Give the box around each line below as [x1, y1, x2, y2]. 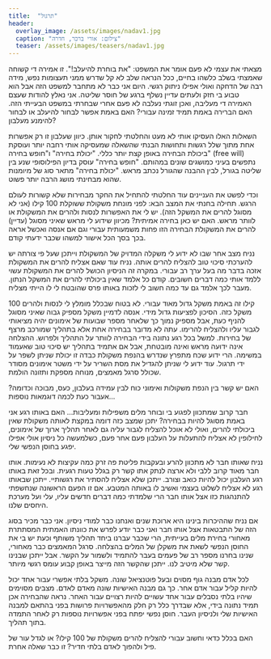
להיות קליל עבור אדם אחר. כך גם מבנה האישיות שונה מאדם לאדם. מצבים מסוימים [8, 583, 257, 593]
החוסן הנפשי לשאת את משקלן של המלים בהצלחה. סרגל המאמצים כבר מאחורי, [8, 542, 249, 551]
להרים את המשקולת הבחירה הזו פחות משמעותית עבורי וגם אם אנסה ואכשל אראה [8, 224, 256, 234]
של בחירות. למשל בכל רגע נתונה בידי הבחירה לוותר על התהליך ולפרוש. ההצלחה [8, 333, 252, 343]
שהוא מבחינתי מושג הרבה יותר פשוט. [8, 175, 122, 184]
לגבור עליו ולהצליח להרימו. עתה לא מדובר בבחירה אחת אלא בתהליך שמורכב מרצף [8, 324, 260, 334]
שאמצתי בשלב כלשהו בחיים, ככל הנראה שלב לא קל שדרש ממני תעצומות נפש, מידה [8, 73, 263, 82]
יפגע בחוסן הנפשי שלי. [8, 441, 77, 451]
